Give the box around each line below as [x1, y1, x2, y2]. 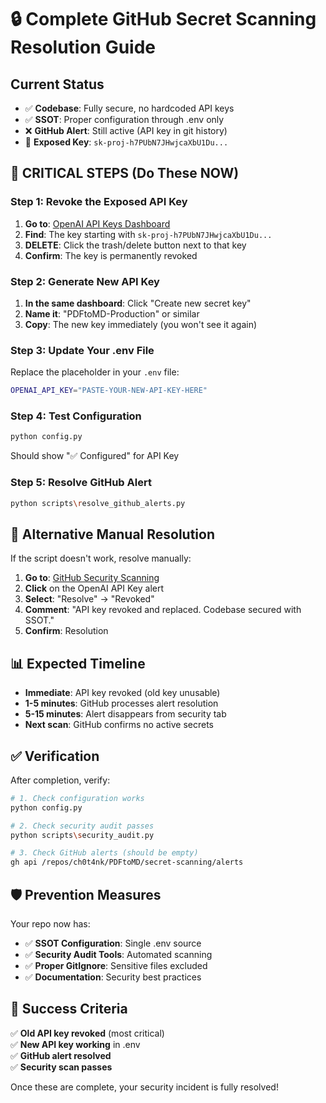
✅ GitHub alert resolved [10, 1049, 112, 1061]
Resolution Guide [10, 36, 157, 59]
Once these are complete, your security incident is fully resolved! [10, 1081, 279, 1093]
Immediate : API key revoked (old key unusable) [24, 687, 221, 699]
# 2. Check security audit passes [10, 821, 155, 831]
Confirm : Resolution [24, 625, 109, 637]
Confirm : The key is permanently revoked [24, 249, 198, 261]
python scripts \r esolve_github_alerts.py [10, 498, 186, 508]
